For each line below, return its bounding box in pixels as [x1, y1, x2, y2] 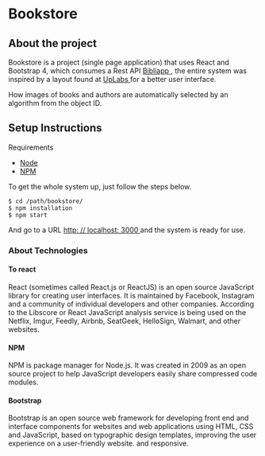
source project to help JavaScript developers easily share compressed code [8, 369, 258, 379]
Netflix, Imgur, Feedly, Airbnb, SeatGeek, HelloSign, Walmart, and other [8, 316, 240, 325]
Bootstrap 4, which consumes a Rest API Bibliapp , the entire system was [8, 66, 248, 76]
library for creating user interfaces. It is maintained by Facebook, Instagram [8, 290, 255, 300]
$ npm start [8, 211, 48, 219]
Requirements [8, 142, 54, 152]
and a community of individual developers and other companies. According [8, 299, 255, 309]
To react [8, 264, 36, 275]
